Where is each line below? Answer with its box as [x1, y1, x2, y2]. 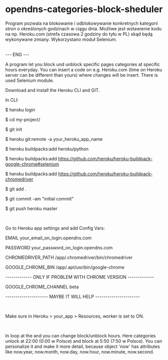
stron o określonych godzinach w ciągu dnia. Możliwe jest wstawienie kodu [5, 25, 162, 31]
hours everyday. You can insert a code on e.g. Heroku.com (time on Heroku [5, 67, 162, 73]
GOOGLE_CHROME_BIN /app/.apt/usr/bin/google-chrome [5, 264, 125, 270]
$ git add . [5, 186, 27, 192]
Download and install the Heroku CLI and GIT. [5, 87, 100, 93]
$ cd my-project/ [5, 116, 40, 122]
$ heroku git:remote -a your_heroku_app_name [5, 136, 103, 142]
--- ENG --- [5, 52, 29, 58]
